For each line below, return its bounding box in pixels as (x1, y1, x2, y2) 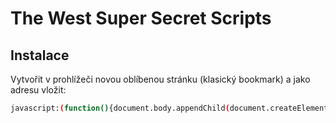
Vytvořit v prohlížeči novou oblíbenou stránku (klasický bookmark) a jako (10, 73, 311, 85)
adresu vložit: (10, 84, 67, 96)
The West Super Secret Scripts (10, 7, 272, 30)
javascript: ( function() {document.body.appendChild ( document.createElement (10, 103, 329, 113)
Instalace (10, 47, 70, 64)
